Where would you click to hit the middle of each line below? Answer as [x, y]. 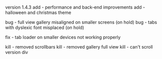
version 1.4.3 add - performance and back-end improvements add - [75, 7]
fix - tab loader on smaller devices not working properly [63, 37]
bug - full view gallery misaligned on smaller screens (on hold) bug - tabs [81, 22]
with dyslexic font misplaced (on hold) [45, 27]
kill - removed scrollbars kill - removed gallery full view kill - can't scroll [79, 47]
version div [17, 52]
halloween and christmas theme [38, 12]
